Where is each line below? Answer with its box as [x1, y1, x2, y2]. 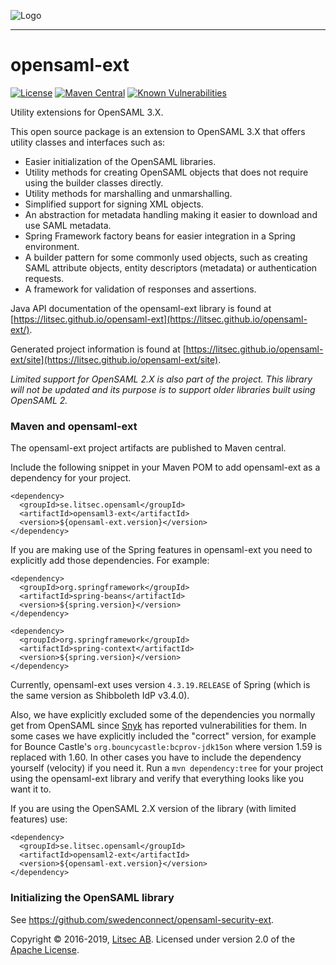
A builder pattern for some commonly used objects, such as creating [24, 251, 308, 263]
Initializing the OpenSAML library [10, 891, 175, 905]
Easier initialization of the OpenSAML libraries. [24, 155, 217, 167]
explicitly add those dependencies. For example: [10, 555, 210, 567]
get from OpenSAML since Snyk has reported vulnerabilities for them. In [10, 720, 307, 732]
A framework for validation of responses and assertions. [24, 283, 257, 295]
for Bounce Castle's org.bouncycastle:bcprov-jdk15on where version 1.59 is [10, 741, 323, 753]
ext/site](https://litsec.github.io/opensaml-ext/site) [10, 353, 219, 365]
